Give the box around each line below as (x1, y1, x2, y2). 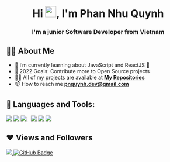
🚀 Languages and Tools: (6, 99, 95, 109)
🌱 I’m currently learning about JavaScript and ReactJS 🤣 (14, 61, 150, 68)
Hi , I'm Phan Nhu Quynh (32, 7, 164, 20)
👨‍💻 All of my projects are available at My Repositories (14, 74, 145, 81)
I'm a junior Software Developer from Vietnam (32, 28, 165, 36)
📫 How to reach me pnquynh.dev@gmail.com (14, 80, 130, 87)
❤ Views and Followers (6, 133, 93, 143)
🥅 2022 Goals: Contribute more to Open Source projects (14, 67, 150, 74)
